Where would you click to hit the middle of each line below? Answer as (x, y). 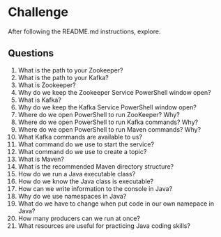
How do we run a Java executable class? (77, 174)
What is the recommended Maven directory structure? (96, 166)
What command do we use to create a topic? (82, 151)
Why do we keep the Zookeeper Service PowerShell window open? (114, 92)
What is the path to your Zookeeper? (70, 70)
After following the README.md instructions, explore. (84, 31)
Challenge (38, 12)
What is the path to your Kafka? (63, 77)
